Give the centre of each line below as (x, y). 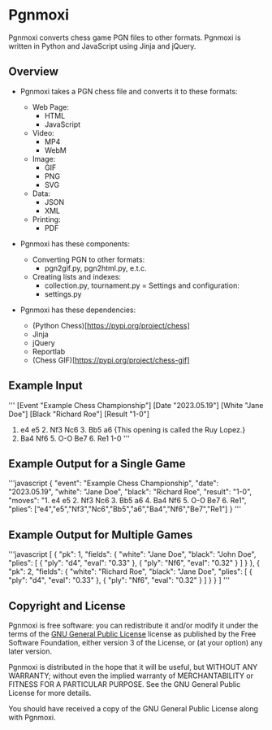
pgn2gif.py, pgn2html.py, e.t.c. (96, 268)
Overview (34, 72)
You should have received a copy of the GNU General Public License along (133, 708)
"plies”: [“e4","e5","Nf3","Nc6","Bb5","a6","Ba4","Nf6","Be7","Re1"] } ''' (125, 509)
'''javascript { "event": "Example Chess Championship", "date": (114, 483)
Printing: (46, 219)
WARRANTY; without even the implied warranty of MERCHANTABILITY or (131, 676)
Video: (43, 133)
